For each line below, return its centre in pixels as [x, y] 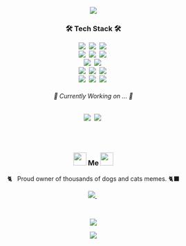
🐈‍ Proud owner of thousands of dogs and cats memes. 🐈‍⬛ [93, 178]
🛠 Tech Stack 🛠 [93, 28]
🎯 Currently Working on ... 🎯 [93, 96]
